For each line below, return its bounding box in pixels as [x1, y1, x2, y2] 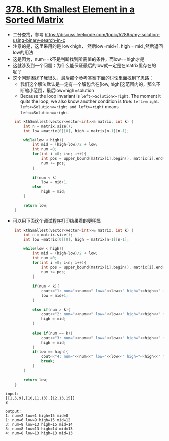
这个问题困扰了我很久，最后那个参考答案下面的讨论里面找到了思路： [12, 75, 154, 81]
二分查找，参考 [12, 31, 44, 37]
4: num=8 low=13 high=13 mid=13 [5, 431, 73, 436]
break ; [41, 359, 55, 364]
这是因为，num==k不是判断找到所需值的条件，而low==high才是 [12, 56, 145, 62]
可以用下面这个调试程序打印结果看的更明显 [12, 217, 101, 224]
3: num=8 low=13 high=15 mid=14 [5, 422, 73, 427]
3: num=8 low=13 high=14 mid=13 [5, 426, 73, 432]
